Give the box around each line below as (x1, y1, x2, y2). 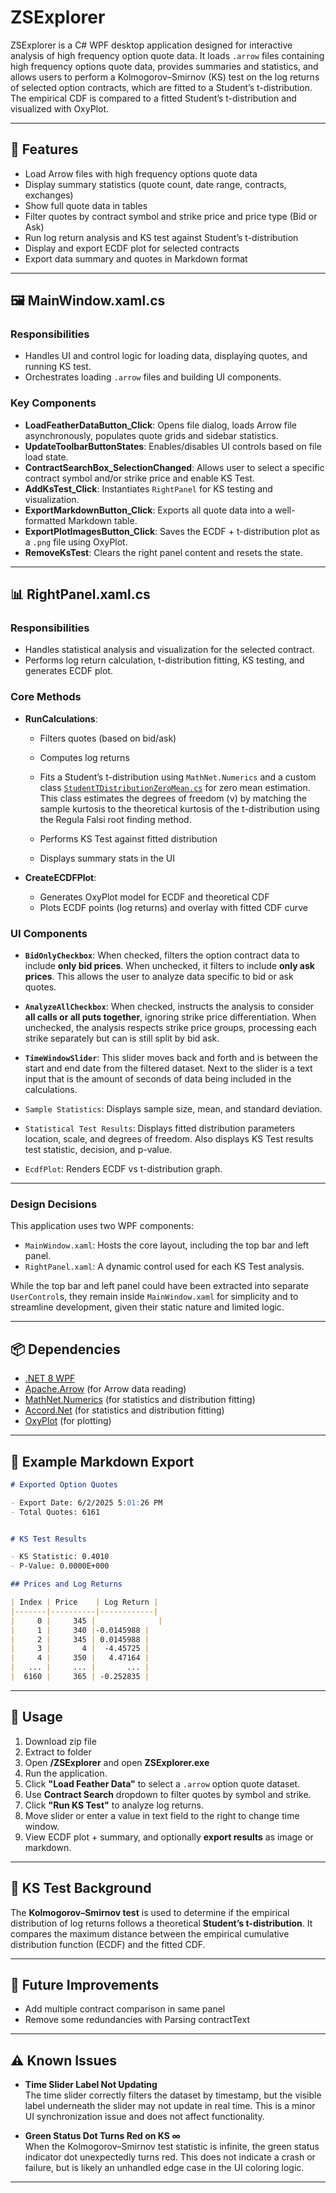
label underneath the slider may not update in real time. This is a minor (24, 2100, 316, 2112)
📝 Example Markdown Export (10, 1453, 195, 1470)
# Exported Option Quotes (10, 1479, 118, 1490)
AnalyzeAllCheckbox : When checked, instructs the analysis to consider (24, 1001, 315, 1013)
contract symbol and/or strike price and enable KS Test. (24, 472, 255, 484)
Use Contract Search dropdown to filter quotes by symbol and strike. (24, 1788, 312, 1800)
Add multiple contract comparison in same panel (24, 2003, 226, 2015)
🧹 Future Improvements (10, 1976, 160, 1993)
